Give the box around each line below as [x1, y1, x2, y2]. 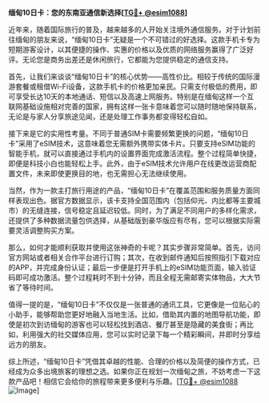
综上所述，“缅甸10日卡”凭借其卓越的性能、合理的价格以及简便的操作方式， [8, 357, 254, 366]
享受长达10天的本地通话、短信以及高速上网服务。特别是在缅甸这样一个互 [14, 92, 255, 101]
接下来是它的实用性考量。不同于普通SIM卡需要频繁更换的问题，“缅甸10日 [8, 129, 250, 138]
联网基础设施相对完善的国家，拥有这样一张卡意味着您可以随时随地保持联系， [8, 102, 261, 111]
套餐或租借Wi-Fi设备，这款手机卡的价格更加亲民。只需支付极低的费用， [14, 82, 251, 91]
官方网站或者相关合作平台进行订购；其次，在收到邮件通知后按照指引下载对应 [8, 253, 261, 262]
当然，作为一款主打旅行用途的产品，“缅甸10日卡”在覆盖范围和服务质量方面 [8, 186, 254, 195]
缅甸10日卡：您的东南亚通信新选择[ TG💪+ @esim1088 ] [8, 8, 188, 17]
